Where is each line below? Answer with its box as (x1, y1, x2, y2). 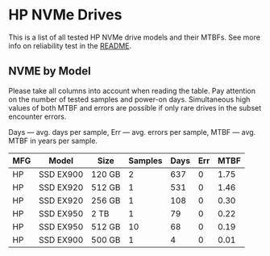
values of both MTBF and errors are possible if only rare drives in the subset (8, 103, 262, 112)
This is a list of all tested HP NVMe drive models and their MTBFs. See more (8, 32, 260, 42)
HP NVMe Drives (8, 6, 123, 24)
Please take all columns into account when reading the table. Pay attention (8, 86, 256, 95)
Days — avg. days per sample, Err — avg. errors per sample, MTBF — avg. (8, 127, 256, 136)
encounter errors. (8, 111, 67, 121)
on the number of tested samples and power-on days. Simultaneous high (8, 94, 251, 104)
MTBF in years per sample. (8, 136, 98, 145)
